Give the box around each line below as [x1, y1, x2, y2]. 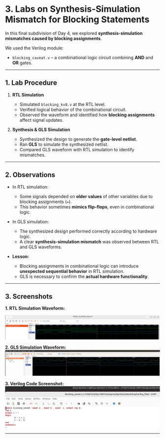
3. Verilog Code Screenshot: [5, 381, 64, 387]
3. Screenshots [5, 292, 53, 301]
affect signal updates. [19, 117, 64, 123]
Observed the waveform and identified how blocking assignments [19, 112, 155, 118]
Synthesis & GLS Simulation [12, 127, 70, 133]
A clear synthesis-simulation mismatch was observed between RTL [19, 238, 160, 244]
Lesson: [12, 253, 29, 259]
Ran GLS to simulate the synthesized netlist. [19, 141, 109, 147]
